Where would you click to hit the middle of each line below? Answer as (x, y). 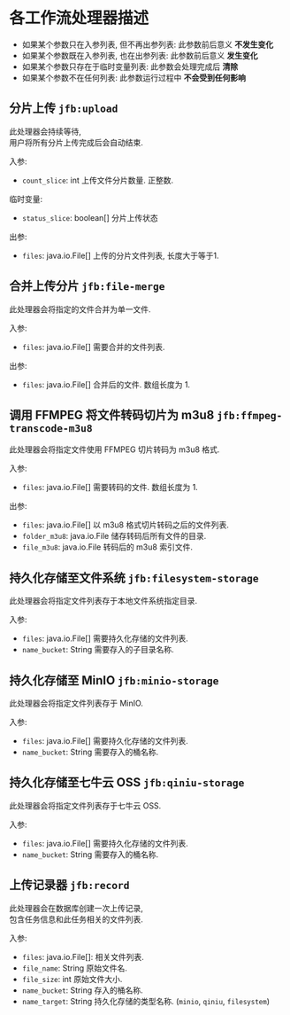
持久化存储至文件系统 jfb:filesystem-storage (134, 578)
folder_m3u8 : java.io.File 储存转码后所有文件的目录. (114, 536)
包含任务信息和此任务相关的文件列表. (76, 919)
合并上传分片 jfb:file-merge (87, 286)
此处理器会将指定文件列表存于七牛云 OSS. (85, 805)
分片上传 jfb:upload (64, 109)
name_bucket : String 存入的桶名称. (82, 990)
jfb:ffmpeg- (249, 415)
